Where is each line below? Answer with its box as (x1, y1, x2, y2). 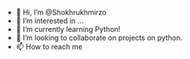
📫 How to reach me (15, 42, 83, 51)
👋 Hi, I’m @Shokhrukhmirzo (15, 8, 107, 17)
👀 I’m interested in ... (15, 16, 84, 26)
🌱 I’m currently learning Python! (15, 25, 121, 33)
